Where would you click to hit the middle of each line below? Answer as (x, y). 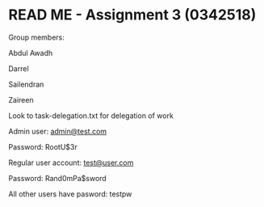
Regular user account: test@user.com (71, 163)
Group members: (36, 37)
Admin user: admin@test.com (58, 131)
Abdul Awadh (31, 53)
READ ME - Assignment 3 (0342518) (132, 15)
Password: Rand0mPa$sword (57, 178)
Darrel (19, 68)
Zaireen (21, 99)
